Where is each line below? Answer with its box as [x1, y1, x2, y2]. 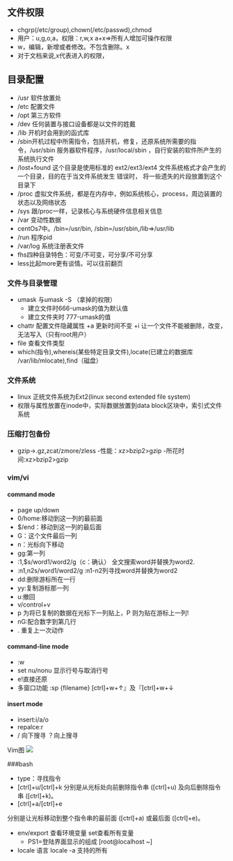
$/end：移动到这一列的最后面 [17, 522, 102, 531]
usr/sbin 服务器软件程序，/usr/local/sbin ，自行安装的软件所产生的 [31, 146, 222, 154]
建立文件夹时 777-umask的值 [27, 312, 111, 321]
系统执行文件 [17, 154, 54, 162]
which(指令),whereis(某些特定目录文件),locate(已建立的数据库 [17, 347, 193, 356]
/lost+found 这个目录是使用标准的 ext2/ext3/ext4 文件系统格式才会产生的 [17, 163, 226, 172]
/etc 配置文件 [17, 102, 56, 110]
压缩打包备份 [7, 429, 51, 439]
